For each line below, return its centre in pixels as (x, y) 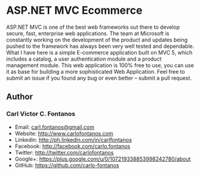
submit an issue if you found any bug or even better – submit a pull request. (99, 78)
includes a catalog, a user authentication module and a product (84, 59)
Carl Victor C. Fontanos (41, 114)
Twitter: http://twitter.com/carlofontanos (64, 152)
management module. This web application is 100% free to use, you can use (100, 65)
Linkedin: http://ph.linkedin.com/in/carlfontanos (73, 140)
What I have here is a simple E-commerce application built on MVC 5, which (99, 52)
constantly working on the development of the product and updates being (97, 40)
